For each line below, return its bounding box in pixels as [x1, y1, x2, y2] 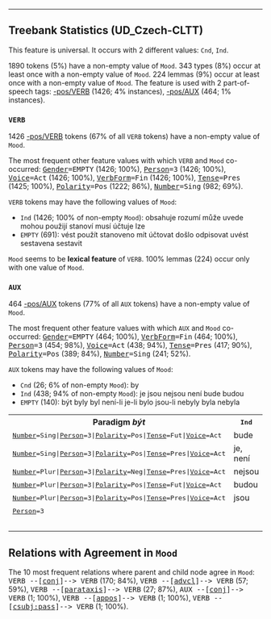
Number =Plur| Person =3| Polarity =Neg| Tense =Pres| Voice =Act [12, 467, 226, 476]
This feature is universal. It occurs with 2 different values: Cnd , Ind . [8, 45, 229, 55]
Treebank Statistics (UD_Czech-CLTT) [8, 23, 204, 37]
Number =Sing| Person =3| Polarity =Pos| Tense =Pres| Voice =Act [12, 449, 226, 458]
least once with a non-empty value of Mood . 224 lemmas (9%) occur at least [8, 69, 260, 79]
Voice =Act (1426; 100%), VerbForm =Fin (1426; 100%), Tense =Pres [8, 173, 241, 182]
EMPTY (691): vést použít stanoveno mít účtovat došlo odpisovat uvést [19, 230, 248, 240]
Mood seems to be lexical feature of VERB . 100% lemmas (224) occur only [8, 254, 250, 264]
